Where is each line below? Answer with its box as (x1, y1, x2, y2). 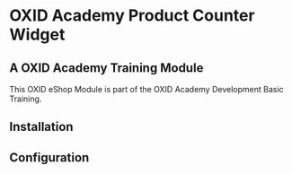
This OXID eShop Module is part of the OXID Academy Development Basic (9, 84, 285, 94)
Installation (9, 119, 74, 135)
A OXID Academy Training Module (9, 60, 204, 75)
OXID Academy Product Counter (9, 5, 255, 26)
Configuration (9, 150, 90, 165)
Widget (9, 24, 66, 45)
